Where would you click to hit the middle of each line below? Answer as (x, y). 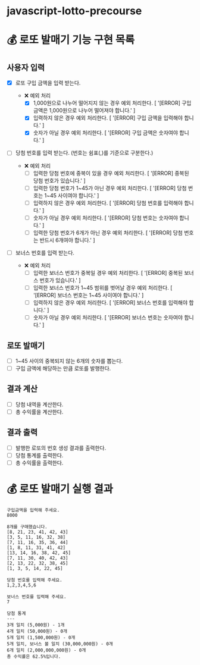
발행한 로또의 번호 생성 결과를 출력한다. (61, 448)
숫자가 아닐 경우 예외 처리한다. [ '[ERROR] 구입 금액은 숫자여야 (105, 133)
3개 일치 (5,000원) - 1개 (36, 625)
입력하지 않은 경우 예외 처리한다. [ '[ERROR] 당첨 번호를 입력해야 (108, 203)
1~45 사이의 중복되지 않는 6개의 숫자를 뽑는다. (69, 360)
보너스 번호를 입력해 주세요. (37, 597)
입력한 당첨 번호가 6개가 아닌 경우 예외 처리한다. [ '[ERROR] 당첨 (108, 233)
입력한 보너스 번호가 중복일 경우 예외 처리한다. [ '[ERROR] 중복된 (108, 272)
